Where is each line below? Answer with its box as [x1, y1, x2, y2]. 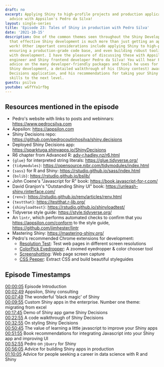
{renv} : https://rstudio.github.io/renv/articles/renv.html [12, 194, 122, 200]
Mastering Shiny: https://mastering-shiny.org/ [12, 230, 104, 236]
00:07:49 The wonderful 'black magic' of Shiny [5, 294, 100, 300]
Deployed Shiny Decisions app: [12, 142, 75, 147]
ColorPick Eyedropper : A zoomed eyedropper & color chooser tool [19, 246, 153, 252]
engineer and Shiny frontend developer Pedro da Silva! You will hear [9, 57, 156, 62]
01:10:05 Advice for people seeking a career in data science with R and [5, 351, 148, 357]
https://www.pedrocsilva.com [12, 121, 72, 127]
